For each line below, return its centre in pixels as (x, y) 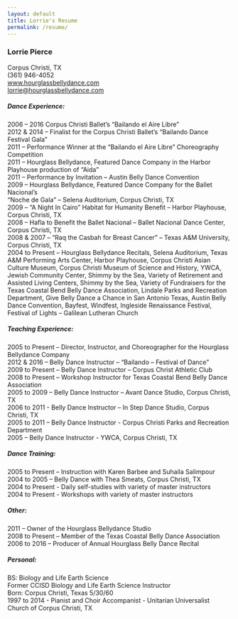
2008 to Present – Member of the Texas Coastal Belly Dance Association (114, 536)
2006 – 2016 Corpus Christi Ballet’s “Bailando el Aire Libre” (93, 124)
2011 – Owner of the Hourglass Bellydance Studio (79, 528)
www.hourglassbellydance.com (53, 82)
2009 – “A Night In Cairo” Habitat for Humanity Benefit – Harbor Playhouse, (117, 207)
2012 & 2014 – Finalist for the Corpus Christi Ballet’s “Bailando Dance (108, 131)
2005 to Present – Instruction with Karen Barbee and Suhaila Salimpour (111, 471)
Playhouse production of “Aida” (53, 169)
